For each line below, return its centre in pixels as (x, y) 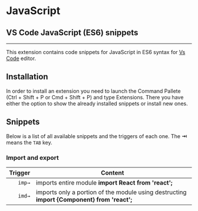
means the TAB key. (29, 142)
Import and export (32, 158)
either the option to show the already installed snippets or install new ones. (97, 103)
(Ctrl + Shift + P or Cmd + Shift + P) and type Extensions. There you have (95, 97)
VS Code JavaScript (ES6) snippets (72, 33)
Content (113, 173)
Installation (27, 77)
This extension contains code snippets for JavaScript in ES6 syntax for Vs (96, 52)
